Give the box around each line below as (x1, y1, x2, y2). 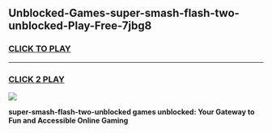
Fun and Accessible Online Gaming (8, 115, 129, 125)
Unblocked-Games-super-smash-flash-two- (8, 6, 240, 20)
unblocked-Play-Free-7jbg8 (8, 19, 152, 33)
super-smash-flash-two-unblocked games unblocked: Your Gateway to (8, 106, 255, 116)
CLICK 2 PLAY (8, 73, 65, 85)
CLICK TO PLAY (8, 44, 71, 55)
